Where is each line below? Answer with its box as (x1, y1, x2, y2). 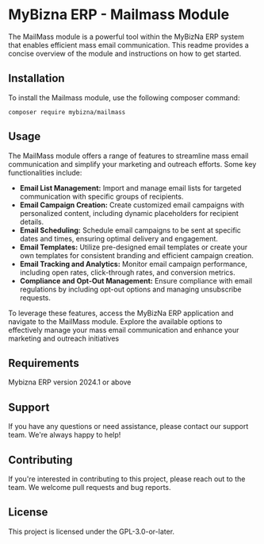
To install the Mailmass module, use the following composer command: (8, 93, 240, 102)
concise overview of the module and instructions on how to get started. (8, 48, 242, 58)
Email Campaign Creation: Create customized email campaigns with (19, 200, 244, 210)
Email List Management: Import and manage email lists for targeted (19, 183, 242, 192)
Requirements (8, 356, 79, 370)
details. (19, 217, 44, 226)
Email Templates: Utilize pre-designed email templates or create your (19, 242, 248, 252)
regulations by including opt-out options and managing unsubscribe (19, 284, 242, 294)
